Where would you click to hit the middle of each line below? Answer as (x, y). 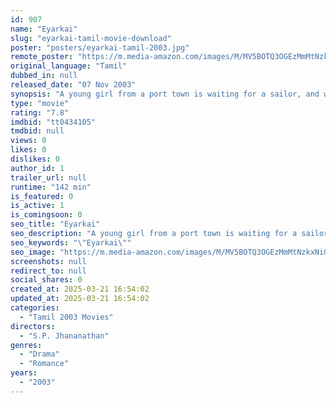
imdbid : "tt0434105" (53, 122)
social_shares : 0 (46, 280)
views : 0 (28, 141)
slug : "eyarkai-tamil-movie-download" (91, 38)
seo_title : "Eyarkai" (55, 224)
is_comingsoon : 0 (46, 215)
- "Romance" (44, 364)
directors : (33, 326)
